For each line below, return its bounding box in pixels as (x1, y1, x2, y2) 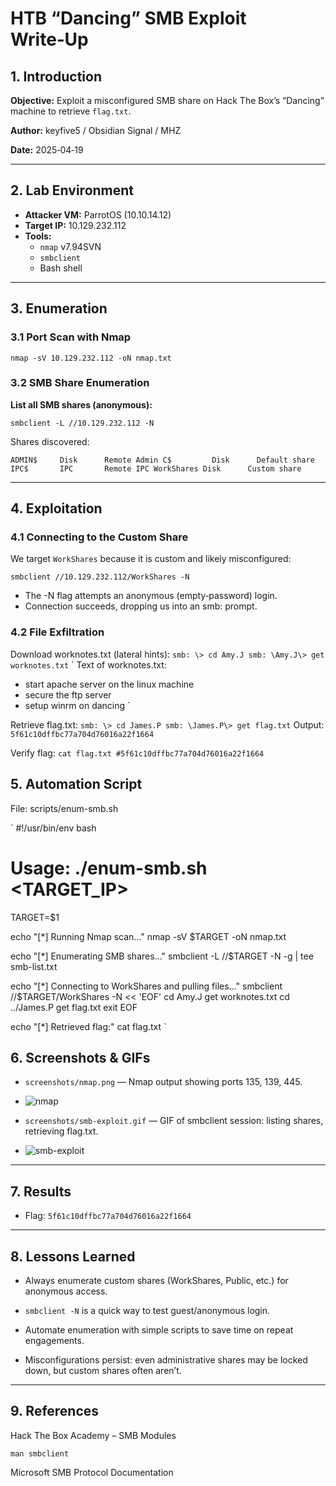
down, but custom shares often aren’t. (24, 1364, 182, 1376)
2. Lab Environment (10, 182, 135, 199)
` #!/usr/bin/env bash (10, 822, 97, 834)
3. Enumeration (10, 300, 108, 317)
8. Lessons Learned (10, 1248, 136, 1265)
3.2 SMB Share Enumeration (10, 376, 150, 390)
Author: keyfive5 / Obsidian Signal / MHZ (10, 125, 182, 136)
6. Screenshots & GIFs (10, 1049, 151, 1066)
